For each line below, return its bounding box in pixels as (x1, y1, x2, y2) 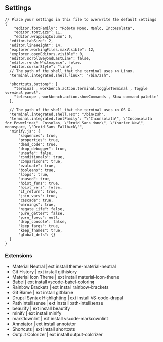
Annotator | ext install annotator (12, 321, 76, 327)
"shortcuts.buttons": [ (9, 81, 58, 87)
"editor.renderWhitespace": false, (9, 60, 82, 65)
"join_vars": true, (18, 193, 58, 198)
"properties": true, (18, 137, 60, 142)
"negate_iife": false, (18, 206, 65, 211)
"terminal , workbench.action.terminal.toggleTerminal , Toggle (14, 86, 148, 91)
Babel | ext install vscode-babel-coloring (12, 279, 94, 285)
